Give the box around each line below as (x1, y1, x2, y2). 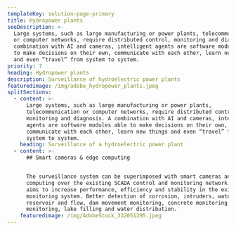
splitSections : (7, 89, 52, 96)
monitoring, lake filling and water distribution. (25, 205, 178, 213)
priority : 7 (7, 63, 42, 70)
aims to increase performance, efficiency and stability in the (25, 186, 218, 193)
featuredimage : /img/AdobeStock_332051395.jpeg (20, 212, 162, 219)
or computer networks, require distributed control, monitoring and (13, 37, 218, 44)
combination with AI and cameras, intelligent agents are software (13, 43, 216, 50)
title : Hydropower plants (7, 17, 83, 24)
